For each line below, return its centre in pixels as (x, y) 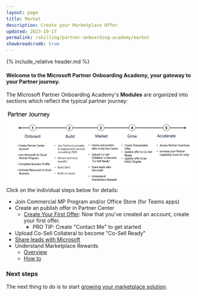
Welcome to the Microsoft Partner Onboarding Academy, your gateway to (99, 75)
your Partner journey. (33, 81)
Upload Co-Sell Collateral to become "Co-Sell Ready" (80, 233)
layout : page (22, 12)
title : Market (24, 19)
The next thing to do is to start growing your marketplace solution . (87, 287)
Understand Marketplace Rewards (57, 246)
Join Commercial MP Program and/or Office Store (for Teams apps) (97, 201)
